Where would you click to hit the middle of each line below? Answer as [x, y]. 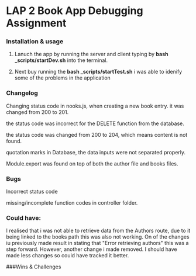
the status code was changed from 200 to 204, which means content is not [97, 134]
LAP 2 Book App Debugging [75, 11]
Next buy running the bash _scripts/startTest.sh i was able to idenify [98, 72]
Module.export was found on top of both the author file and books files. [92, 163]
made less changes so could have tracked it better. [68, 256]
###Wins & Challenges [34, 267]
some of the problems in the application [63, 78]
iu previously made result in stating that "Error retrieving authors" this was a [97, 243]
